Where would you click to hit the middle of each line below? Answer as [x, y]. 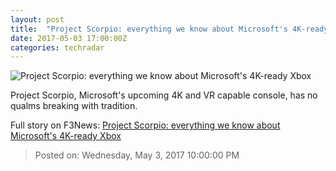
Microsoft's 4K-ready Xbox [66, 136]
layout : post [37, 19]
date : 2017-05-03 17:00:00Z [69, 38]
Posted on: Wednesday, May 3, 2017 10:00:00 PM [137, 155]
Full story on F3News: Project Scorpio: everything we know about [145, 125]
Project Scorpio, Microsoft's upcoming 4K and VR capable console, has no [164, 95]
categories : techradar [57, 47]
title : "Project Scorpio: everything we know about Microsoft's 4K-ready [169, 29]
